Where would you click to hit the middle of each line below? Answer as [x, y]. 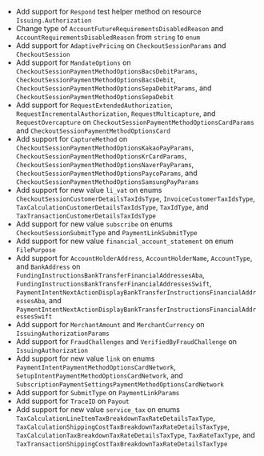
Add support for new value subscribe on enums [94, 224]
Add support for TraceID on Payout [72, 401]
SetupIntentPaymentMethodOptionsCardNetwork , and [100, 376]
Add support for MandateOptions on [73, 62]
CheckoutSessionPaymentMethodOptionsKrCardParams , [101, 156]
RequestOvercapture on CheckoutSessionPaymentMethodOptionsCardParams [135, 122]
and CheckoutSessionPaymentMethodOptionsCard [93, 130]
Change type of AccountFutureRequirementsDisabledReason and [120, 28]
